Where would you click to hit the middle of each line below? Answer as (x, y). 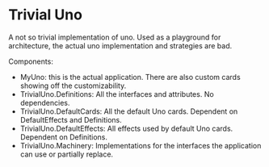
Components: (31, 61)
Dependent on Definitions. (63, 137)
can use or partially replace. (67, 154)
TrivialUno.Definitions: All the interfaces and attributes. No (117, 94)
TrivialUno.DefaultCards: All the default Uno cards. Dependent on (129, 111)
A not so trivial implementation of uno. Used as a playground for (115, 37)
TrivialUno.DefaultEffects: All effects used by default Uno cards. (126, 128)
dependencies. (45, 102)
